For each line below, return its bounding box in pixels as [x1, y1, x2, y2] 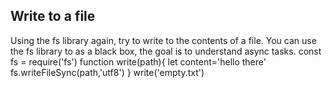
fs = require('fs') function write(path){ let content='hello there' [10, 55, 267, 68]
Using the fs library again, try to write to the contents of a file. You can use [10, 34, 317, 46]
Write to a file [10, 8, 96, 25]
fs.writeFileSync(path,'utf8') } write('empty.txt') [10, 66, 205, 78]
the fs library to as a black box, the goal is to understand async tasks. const [10, 45, 322, 57]
